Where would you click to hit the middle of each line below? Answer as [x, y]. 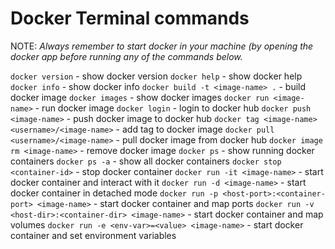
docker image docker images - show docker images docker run [140, 97]
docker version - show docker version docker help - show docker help [156, 76]
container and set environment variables [93, 235]
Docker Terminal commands [130, 18]
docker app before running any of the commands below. [126, 56]
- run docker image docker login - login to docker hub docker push [173, 108]
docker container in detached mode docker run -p [114, 193]
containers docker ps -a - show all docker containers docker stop [146, 161]
